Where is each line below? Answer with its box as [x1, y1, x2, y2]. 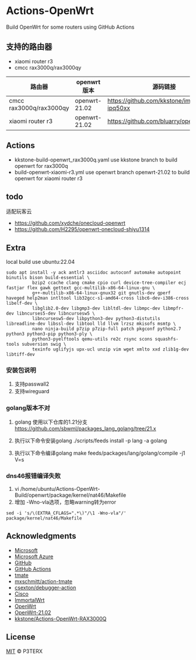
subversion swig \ [21, 341, 66, 348]
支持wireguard [14, 388, 50, 395]
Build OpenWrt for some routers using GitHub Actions [6, 23, 135, 30]
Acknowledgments [6, 531, 77, 541]
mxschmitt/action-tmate [14, 577, 73, 585]
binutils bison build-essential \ [6, 275, 90, 281]
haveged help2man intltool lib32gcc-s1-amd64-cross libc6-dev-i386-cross [6, 295, 190, 301]
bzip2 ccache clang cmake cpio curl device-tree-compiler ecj [32, 280, 187, 286]
